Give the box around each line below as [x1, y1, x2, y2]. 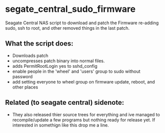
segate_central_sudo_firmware [5, 3, 136, 15]
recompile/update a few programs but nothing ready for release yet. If [12, 117, 155, 123]
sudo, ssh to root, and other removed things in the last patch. [5, 25, 130, 31]
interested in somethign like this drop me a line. [12, 122, 109, 128]
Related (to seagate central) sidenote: [5, 98, 124, 107]
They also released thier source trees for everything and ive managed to [12, 111, 160, 117]
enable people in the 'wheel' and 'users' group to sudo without [12, 68, 141, 74]
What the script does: [5, 40, 73, 48]
